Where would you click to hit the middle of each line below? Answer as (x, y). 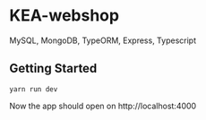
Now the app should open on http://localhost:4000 (103, 106)
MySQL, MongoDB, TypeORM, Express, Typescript (103, 40)
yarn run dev (34, 89)
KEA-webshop (64, 16)
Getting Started (53, 69)
